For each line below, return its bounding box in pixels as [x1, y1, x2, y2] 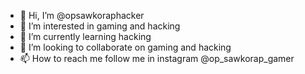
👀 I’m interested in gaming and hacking [19, 20, 181, 32]
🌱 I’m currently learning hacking [19, 31, 152, 42]
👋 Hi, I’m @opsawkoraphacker [19, 10, 145, 21]
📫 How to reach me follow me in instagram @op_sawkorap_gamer [19, 53, 295, 64]
